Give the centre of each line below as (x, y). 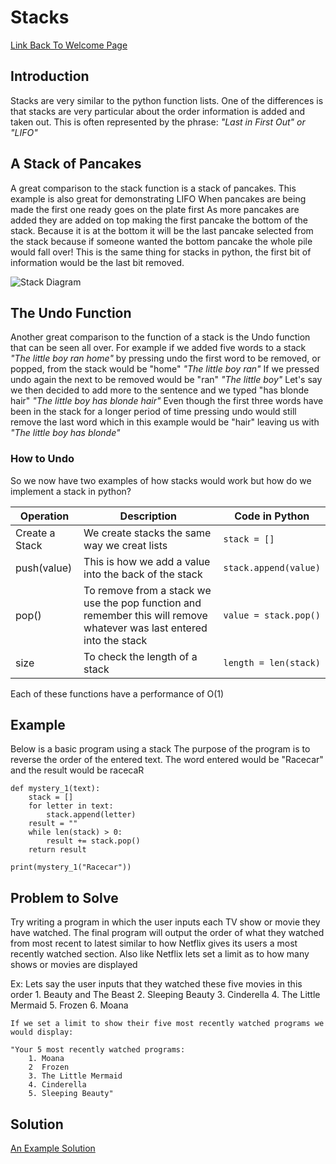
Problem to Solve (64, 897)
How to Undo (42, 459)
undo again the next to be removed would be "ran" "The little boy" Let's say (166, 380)
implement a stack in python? (71, 491)
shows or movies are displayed (74, 965)
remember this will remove (145, 615)
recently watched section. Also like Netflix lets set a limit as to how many (160, 954)
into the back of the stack (143, 574)
